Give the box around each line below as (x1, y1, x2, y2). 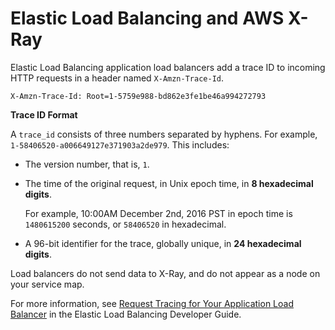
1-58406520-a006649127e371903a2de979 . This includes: (10, 138, 230, 151)
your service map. (10, 278, 85, 290)
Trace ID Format (10, 108, 78, 121)
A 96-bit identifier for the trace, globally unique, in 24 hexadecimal (24, 237, 302, 249)
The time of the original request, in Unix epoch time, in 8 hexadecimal (24, 177, 314, 189)
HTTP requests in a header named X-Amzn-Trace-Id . (10, 72, 225, 84)
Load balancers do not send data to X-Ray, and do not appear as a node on (10, 267, 321, 279)
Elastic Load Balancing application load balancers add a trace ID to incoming (10, 61, 326, 73)
